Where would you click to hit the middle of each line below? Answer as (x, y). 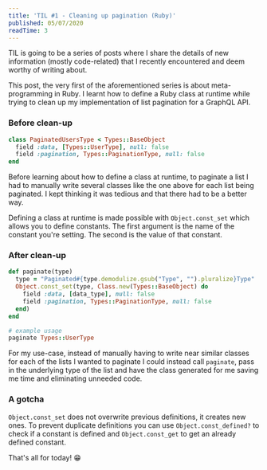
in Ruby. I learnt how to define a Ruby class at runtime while (153, 94)
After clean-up (37, 256)
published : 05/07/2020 (46, 23)
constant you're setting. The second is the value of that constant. (116, 235)
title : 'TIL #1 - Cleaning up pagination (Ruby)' (92, 16)
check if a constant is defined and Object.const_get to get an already (122, 433)
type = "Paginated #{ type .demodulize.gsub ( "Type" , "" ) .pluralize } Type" (135, 280)
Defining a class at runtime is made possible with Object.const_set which (129, 218)
